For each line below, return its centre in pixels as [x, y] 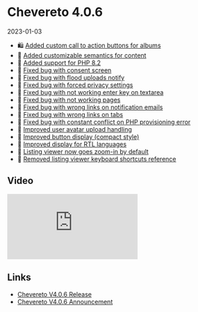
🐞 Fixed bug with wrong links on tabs [70, 114]
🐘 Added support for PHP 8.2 [59, 63]
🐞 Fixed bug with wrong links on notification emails [90, 107]
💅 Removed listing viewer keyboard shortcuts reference [97, 159]
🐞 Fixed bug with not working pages [69, 100]
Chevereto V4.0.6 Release [55, 294]
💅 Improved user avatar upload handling [74, 129]
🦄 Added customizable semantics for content [82, 55]
